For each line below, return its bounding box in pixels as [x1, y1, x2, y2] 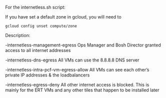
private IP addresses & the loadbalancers [5, 72, 90, 78]
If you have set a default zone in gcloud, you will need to [5, 14, 121, 19]
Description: [5, 32, 30, 38]
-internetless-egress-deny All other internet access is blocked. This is [5, 82, 149, 87]
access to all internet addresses [5, 47, 71, 53]
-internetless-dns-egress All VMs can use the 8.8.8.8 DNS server [5, 57, 139, 63]
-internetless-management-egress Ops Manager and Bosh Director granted [5, 42, 161, 48]
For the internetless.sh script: [5, 4, 66, 10]
